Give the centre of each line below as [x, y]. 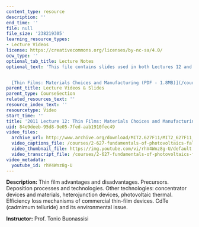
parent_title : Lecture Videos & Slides [55, 88]
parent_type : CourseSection [41, 94]
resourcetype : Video [32, 110]
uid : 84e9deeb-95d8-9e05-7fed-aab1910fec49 [61, 127]
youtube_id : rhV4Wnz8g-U [42, 165]
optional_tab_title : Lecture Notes [50, 61]
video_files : [22, 132]
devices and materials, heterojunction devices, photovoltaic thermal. [89, 195]
